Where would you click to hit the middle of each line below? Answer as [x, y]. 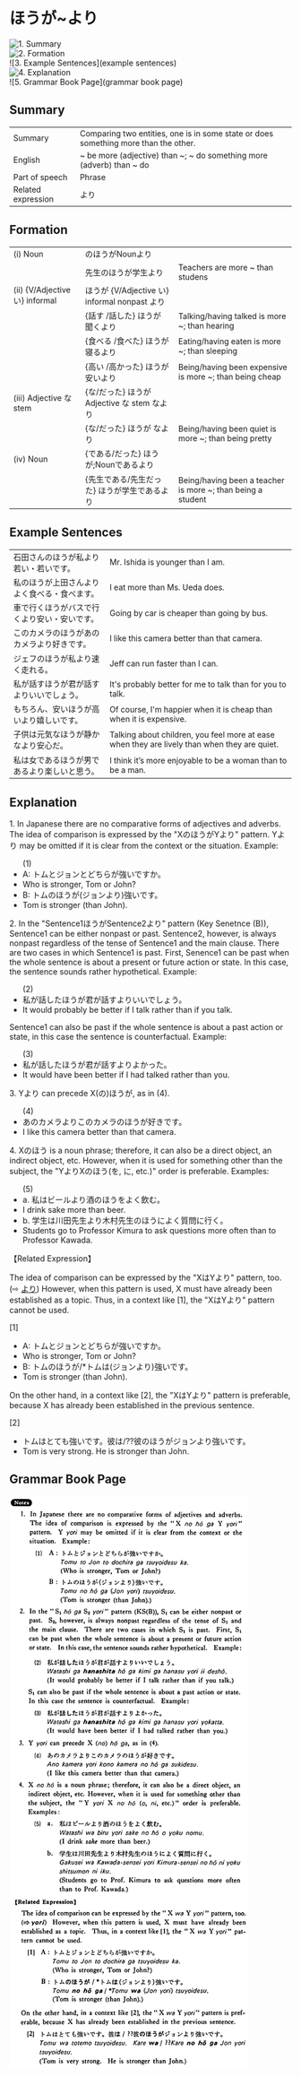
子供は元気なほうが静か [56, 734]
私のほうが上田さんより [56, 582]
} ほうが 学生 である [127, 490]
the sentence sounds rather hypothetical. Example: [103, 971]
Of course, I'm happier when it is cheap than [191, 710]
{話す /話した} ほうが [123, 316]
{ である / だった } [113, 454]
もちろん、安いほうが [52, 709]
